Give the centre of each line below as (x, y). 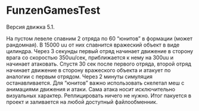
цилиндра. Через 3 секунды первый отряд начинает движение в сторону (100, 51)
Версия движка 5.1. (30, 27)
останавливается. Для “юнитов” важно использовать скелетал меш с (95, 83)
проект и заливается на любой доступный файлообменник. (82, 101)
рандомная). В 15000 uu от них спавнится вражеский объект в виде (93, 45)
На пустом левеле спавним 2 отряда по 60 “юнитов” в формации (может (99, 38)
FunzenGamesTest (53, 10)
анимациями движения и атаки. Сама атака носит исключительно (91, 89)
